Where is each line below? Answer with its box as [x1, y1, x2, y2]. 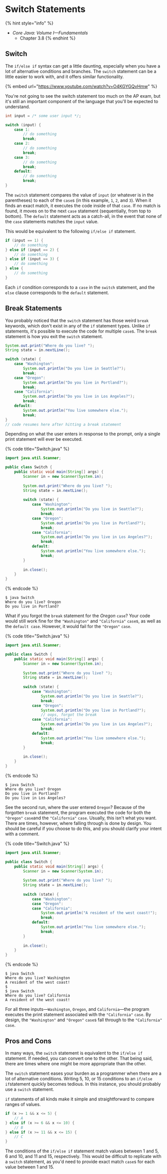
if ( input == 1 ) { [5, 238, 43, 243]
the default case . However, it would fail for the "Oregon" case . [5, 624, 132, 630]
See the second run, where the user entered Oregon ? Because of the [5, 804, 146, 810]
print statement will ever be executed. [5, 436, 83, 442]
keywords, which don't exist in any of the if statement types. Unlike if [5, 323, 151, 329]
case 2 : [14, 141, 30, 146]
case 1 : [14, 127, 30, 132]
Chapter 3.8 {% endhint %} [19, 35, 76, 41]
